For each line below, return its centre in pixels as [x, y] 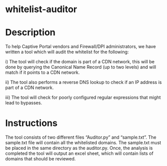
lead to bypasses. [24, 103]
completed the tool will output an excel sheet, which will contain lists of [79, 153]
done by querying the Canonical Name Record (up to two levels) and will [81, 67]
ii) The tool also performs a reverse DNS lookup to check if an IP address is [83, 82]
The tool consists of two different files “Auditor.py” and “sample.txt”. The [81, 137]
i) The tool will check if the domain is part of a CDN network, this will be [80, 62]
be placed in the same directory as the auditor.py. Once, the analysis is [79, 148]
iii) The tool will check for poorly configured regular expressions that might [83, 98]
